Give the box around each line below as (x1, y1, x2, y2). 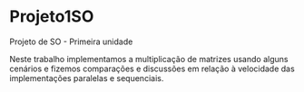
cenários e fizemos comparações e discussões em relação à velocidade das (9, 63, 295, 74)
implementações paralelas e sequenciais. (9, 72, 164, 83)
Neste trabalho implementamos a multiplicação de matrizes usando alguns (9, 53, 289, 64)
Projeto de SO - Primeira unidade (9, 36, 133, 47)
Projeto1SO (9, 6, 94, 27)
